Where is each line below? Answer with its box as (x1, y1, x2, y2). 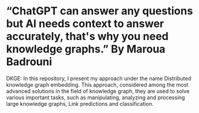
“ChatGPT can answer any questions (6, 4, 194, 18)
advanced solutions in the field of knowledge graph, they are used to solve (6, 87, 189, 94)
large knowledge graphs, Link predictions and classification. (6, 100, 154, 107)
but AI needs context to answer (6, 17, 164, 30)
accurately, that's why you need (6, 30, 169, 43)
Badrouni (6, 55, 52, 69)
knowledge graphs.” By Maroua (6, 42, 166, 56)
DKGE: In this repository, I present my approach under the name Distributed (6, 75, 192, 82)
